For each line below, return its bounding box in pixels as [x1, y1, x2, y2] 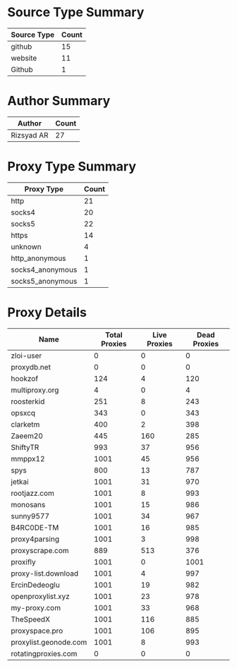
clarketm [11, 419, 40, 429]
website [11, 53, 37, 63]
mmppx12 [11, 454, 45, 463]
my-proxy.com [11, 602, 61, 612]
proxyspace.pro [11, 626, 63, 636]
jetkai [11, 477, 30, 487]
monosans [11, 499, 46, 509]
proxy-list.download [11, 569, 79, 578]
